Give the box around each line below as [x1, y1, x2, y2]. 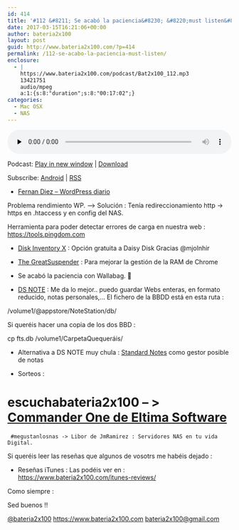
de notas [17, 355, 44, 364]
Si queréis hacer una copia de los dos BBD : [7, 320, 136, 328]
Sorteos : [17, 369, 45, 378]
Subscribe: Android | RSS [7, 173, 82, 182]
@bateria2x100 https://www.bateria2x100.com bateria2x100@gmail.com [7, 514, 220, 523]
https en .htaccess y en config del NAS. [7, 208, 124, 217]
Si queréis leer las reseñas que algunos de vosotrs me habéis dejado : [7, 452, 213, 460]
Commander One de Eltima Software [7, 409, 228, 425]
